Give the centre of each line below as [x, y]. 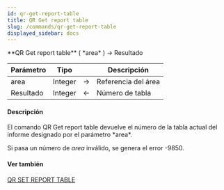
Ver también [25, 164]
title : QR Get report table [48, 20]
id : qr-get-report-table [43, 14]
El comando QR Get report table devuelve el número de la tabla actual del [112, 127]
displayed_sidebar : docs [43, 33]
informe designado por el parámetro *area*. [70, 135]
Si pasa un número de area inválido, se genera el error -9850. [96, 148]
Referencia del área [128, 82]
